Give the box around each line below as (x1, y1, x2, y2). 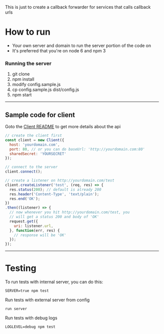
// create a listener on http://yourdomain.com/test (5, 178, 115, 183)
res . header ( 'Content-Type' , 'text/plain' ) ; (9, 192, 99, 197)
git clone (12, 71, 30, 77)
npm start (12, 92, 32, 98)
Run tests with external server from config (5, 297, 90, 303)
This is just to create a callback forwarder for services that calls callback (5, 4, 151, 10)
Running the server (5, 60, 52, 67)
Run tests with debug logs (5, 315, 58, 321)
